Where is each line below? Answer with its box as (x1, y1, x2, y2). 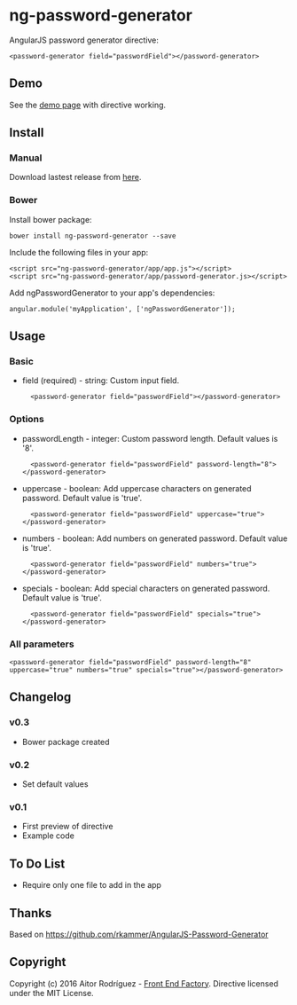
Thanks (9, 906, 52, 921)
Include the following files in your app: (9, 247, 149, 257)
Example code (21, 830, 75, 841)
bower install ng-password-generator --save (9, 232, 176, 240)
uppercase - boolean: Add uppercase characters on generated (21, 483, 252, 493)
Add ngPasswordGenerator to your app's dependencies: (9, 287, 215, 298)
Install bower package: (9, 214, 92, 224)
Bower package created (21, 736, 110, 747)
